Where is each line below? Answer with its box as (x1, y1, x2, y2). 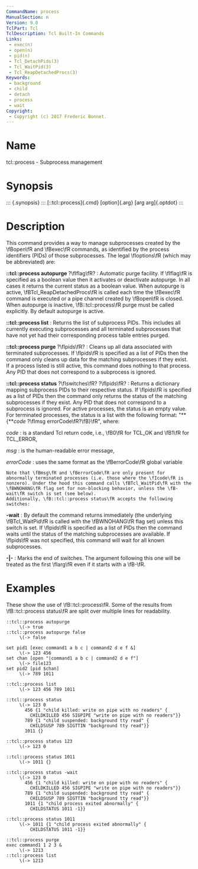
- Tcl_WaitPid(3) (8, 63, 51, 70)
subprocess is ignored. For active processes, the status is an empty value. (6, 405, 187, 412)
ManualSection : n (6, 14, 49, 20)
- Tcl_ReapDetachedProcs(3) (8, 69, 78, 75)
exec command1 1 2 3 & (6, 842, 62, 848)
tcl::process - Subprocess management (6, 158, 103, 166)
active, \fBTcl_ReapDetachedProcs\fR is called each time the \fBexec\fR (6, 289, 181, 296)
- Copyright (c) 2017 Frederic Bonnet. (8, 113, 108, 119)
